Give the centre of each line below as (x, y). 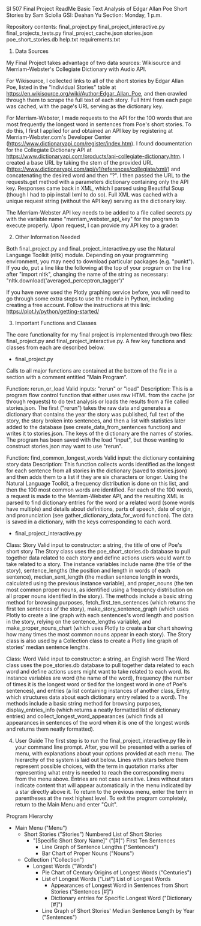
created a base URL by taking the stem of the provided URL (80, 163)
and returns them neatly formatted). (50, 729)
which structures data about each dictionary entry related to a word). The (97, 697)
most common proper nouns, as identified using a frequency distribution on (100, 589)
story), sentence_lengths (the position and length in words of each (88, 571)
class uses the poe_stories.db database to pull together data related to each (100, 665)
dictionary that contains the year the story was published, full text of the (95, 414)
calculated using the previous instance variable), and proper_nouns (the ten (100, 583)
